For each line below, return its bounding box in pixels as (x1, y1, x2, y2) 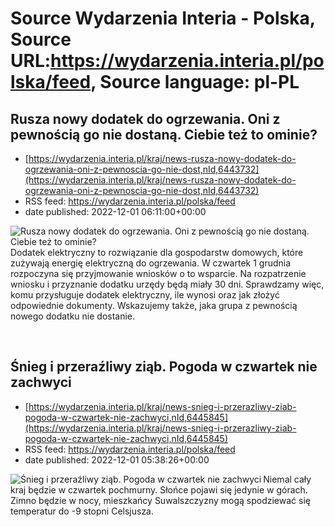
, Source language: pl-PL (90, 71, 300, 94)
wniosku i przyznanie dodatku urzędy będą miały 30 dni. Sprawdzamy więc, (10, 278, 325, 290)
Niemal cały (263, 473, 312, 485)
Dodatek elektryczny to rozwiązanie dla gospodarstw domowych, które (10, 247, 304, 258)
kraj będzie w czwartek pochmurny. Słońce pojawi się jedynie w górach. (10, 483, 308, 496)
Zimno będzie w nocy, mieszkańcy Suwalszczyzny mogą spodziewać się (10, 494, 311, 506)
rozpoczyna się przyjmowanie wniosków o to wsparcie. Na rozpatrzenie (10, 268, 307, 279)
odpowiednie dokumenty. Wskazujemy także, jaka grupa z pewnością (10, 300, 298, 311)
